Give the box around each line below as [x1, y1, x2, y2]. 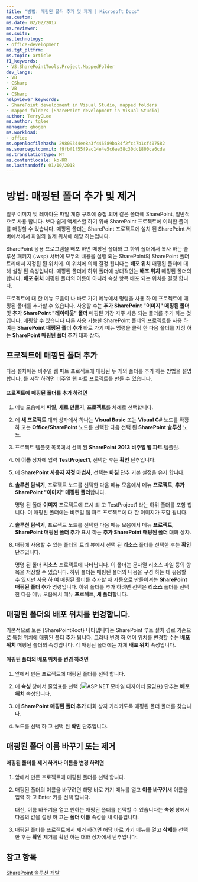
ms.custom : [6, 14, 33, 20]
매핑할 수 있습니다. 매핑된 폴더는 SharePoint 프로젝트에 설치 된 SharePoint [12, 225, 185, 232]
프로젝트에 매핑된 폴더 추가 [6, 351, 98, 361]
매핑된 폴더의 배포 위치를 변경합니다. [6, 609, 131, 620]
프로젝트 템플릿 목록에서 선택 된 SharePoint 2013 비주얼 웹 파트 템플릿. [14, 444, 180, 451]
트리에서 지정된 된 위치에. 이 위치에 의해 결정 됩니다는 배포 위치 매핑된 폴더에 [6, 260, 182, 267]
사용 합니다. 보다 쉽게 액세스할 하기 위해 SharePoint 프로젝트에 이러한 [17, 218, 177, 225]
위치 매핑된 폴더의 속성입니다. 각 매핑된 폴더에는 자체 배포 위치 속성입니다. [6, 641, 176, 648]
